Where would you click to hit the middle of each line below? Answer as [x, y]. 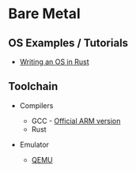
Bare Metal [44, 14]
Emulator [34, 144]
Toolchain [33, 86]
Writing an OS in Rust [54, 62]
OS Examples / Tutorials [68, 43]
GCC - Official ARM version [76, 121]
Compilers [36, 105]
